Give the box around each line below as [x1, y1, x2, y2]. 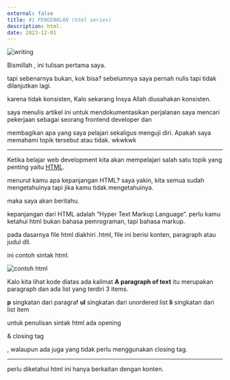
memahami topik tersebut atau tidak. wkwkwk [7, 136, 137, 144]
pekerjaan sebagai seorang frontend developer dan [7, 116, 152, 124]
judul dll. [7, 238, 31, 246]
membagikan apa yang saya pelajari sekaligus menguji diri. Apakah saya [7, 129, 212, 137]
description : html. [7, 23, 63, 29]
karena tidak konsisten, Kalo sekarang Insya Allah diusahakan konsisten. [7, 95, 211, 103]
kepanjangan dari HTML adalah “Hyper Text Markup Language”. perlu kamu [7, 210, 221, 218]
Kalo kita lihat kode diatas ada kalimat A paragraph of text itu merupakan [7, 278, 214, 286]
